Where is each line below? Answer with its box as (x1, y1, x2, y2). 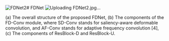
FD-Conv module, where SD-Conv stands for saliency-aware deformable (5, 20, 158, 25)
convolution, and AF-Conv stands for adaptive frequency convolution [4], (5, 25, 159, 31)
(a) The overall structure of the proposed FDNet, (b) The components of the (5, 14, 164, 20)
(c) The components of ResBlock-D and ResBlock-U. (5, 30, 116, 36)
